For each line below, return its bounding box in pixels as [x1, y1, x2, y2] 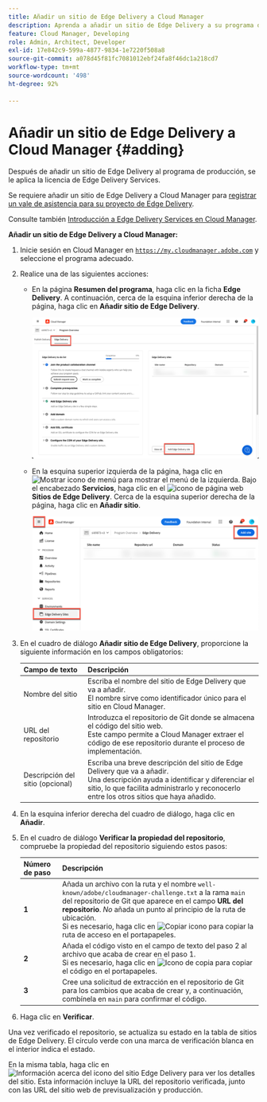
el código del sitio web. [87, 721, 163, 731]
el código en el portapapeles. [62, 967, 157, 976]
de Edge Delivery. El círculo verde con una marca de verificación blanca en [8, 1035, 254, 1046]
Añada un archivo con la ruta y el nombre [62, 879, 197, 889]
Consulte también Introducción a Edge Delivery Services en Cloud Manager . [8, 215, 257, 224]
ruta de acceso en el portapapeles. [62, 929, 176, 939]
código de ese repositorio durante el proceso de [87, 738, 246, 748]
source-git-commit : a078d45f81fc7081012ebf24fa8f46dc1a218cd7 [8, 55, 219, 63]
